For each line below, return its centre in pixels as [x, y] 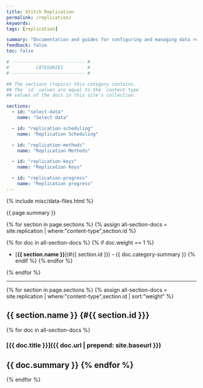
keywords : [19, 23]
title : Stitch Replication [40, 12]
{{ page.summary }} [31, 212]
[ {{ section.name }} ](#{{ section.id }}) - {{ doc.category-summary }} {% [105, 254]
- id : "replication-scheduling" [53, 128]
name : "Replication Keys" [50, 167]
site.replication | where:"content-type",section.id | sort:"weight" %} [90, 296]
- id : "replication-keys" [44, 162]
